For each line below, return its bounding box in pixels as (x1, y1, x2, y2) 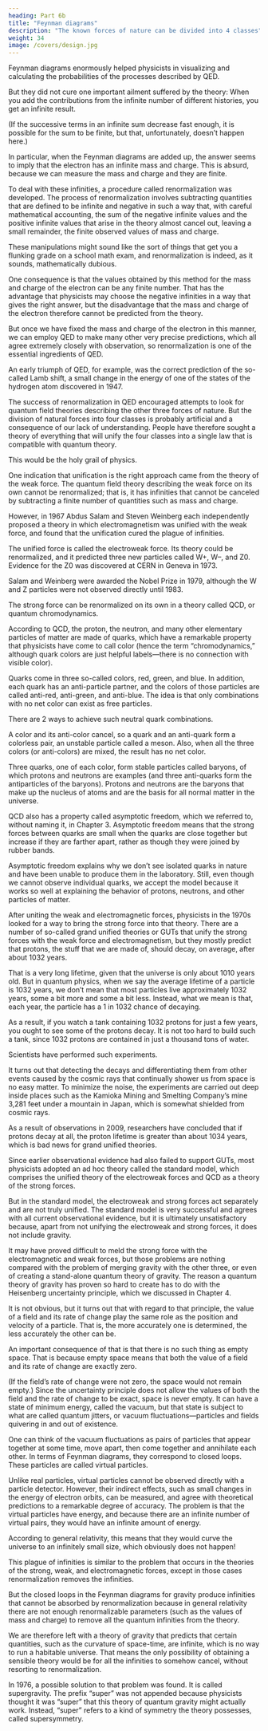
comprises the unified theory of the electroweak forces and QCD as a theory (8, 1173, 260, 1182)
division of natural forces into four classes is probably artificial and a (8, 414, 233, 424)
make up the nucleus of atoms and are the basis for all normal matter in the (8, 787, 255, 798)
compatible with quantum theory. (8, 440, 117, 449)
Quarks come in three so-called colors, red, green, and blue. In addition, (8, 673, 246, 683)
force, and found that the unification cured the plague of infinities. (8, 528, 225, 538)
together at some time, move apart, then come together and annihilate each (8, 1443, 257, 1453)
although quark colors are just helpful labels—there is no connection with (8, 649, 249, 659)
